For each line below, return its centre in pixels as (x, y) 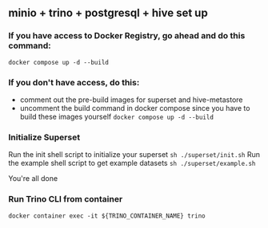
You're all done (33, 179)
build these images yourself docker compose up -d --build (117, 116)
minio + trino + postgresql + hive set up (108, 13)
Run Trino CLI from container (66, 199)
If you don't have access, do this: (74, 82)
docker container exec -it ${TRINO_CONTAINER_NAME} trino (107, 216)
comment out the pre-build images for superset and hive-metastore (131, 100)
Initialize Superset (44, 137)
